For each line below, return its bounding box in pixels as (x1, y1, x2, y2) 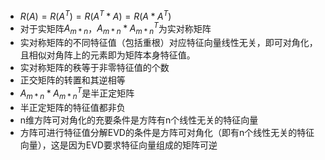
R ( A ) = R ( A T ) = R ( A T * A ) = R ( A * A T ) (19, 9, 172, 22)
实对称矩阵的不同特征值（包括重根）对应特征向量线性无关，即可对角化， (19, 37, 318, 49)
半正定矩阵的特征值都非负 (19, 101, 126, 113)
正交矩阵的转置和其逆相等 (19, 74, 126, 86)
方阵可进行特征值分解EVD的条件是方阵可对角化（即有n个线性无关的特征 (19, 126, 315, 138)
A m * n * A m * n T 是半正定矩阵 (19, 85, 135, 101)
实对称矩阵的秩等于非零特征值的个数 (19, 62, 170, 74)
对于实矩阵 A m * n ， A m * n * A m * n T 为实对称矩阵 (19, 20, 212, 37)
